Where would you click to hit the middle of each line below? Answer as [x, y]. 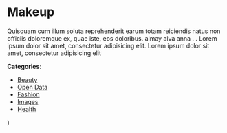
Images [28, 101]
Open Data [32, 87]
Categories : [24, 66]
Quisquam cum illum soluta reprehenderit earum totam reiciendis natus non [114, 31]
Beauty [27, 79]
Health [26, 109]
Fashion [28, 94]
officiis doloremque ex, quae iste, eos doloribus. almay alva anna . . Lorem [112, 38]
